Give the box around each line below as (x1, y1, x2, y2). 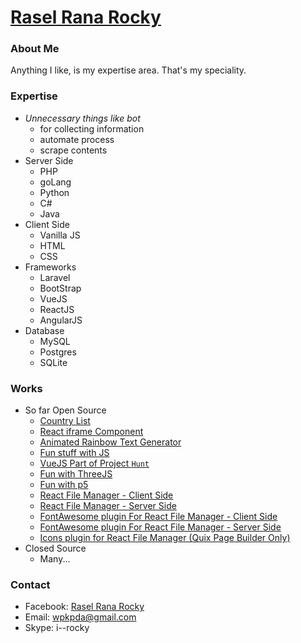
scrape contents (39, 144, 108, 156)
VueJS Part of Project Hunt (39, 457, 150, 470)
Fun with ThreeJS (39, 468, 113, 480)
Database (24, 324, 65, 336)
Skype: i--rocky (24, 622, 90, 634)
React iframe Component (39, 426, 144, 438)
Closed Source (24, 542, 87, 555)
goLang (39, 176, 72, 188)
